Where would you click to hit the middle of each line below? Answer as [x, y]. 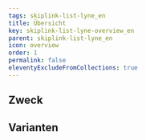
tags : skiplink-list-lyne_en [57, 16]
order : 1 [23, 53]
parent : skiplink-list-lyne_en [61, 38]
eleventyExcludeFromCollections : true [73, 68]
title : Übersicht [37, 23]
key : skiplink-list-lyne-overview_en [71, 30]
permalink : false [37, 61]
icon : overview [34, 46]
